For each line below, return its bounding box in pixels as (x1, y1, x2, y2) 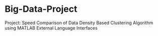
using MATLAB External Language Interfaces (5, 25, 98, 31)
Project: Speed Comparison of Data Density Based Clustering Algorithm (5, 20, 153, 26)
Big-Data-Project (5, 3, 77, 15)
